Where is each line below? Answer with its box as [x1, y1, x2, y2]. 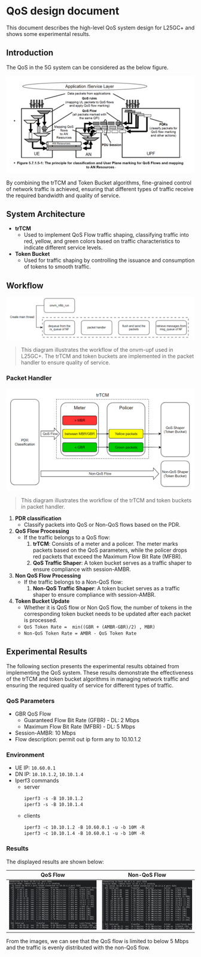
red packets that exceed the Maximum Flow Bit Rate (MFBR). [32, 553, 182, 560]
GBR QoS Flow [14, 710, 51, 717]
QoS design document [6, 4, 120, 18]
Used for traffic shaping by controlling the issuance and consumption [23, 256, 195, 264]
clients [23, 812, 41, 819]
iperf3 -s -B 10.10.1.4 [23, 802, 84, 808]
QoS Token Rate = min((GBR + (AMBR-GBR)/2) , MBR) [23, 624, 156, 630]
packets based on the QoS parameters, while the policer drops [32, 547, 187, 554]
